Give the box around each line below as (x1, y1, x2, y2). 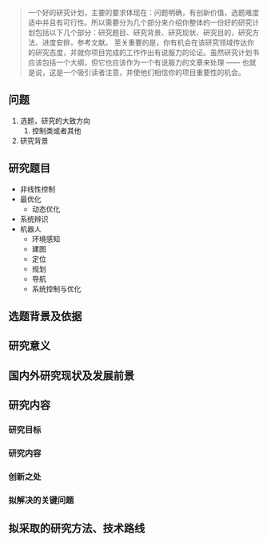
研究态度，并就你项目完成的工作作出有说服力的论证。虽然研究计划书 (34, 48, 260, 57)
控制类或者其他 (31, 125, 82, 135)
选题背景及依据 (8, 310, 82, 323)
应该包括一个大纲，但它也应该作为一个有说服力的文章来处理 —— (27, 57, 241, 67)
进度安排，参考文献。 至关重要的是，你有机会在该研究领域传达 (42, 38, 248, 47)
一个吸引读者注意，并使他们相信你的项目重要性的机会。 (62, 68, 245, 77)
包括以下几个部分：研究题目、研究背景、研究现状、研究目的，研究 (34, 28, 253, 37)
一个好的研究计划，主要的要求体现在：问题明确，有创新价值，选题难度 (27, 8, 260, 17)
